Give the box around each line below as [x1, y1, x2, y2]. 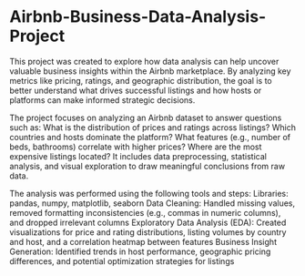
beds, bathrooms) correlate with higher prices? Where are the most [9, 141, 262, 152]
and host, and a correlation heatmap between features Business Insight [9, 236, 278, 247]
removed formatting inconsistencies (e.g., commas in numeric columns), [9, 207, 281, 218]
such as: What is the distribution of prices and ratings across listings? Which [9, 121, 296, 133]
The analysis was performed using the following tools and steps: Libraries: [9, 188, 289, 199]
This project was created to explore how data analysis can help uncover [9, 56, 280, 66]
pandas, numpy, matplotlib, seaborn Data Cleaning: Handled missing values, [9, 198, 296, 209]
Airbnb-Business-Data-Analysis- [9, 6, 267, 27]
